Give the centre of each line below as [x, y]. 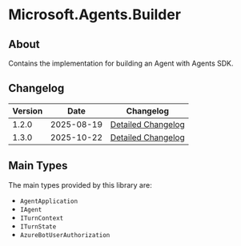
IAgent [31, 209]
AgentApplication [49, 201]
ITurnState [38, 226]
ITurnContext [42, 218]
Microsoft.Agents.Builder [95, 15]
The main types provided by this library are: [80, 184]
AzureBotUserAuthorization [65, 235]
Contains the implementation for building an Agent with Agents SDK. [121, 63]
